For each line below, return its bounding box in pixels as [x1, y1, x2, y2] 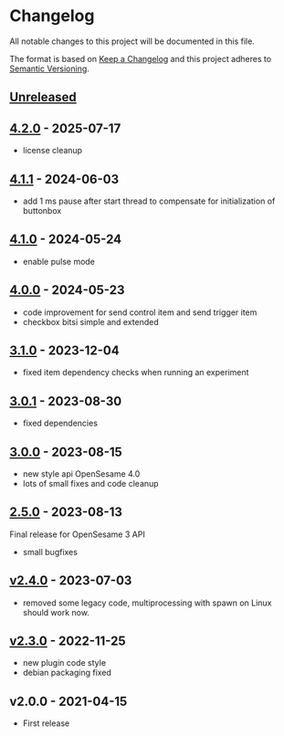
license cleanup [22, 145, 83, 156]
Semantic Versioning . [9, 63, 89, 74]
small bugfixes [22, 546, 78, 557]
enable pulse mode [22, 256, 96, 267]
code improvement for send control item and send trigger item [22, 307, 258, 318]
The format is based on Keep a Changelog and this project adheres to [9, 53, 272, 64]
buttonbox [22, 205, 62, 216]
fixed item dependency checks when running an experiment [22, 367, 249, 378]
